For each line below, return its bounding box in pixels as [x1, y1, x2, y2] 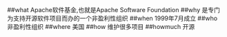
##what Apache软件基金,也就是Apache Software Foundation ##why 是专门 [7, 6, 221, 13]
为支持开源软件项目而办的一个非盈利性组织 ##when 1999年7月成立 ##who [7, 14, 218, 22]
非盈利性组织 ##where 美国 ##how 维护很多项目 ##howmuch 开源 [7, 23, 195, 30]
